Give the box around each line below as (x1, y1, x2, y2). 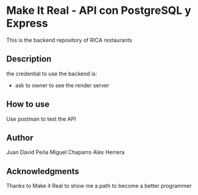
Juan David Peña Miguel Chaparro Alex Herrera (6, 149, 125, 156)
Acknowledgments (6, 166, 80, 176)
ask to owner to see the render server (15, 82, 110, 89)
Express (6, 16, 48, 30)
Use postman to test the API (6, 115, 76, 123)
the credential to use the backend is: (6, 70, 97, 77)
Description (6, 54, 51, 64)
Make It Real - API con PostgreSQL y (6, 4, 192, 18)
